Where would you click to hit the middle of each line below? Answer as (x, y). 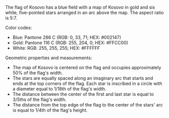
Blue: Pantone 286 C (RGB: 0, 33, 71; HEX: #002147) (67, 37)
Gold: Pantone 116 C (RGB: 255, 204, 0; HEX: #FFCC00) (70, 43)
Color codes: (19, 28)
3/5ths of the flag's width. (39, 99)
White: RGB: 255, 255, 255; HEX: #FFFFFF (56, 48)
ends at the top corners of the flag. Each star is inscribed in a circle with (87, 83)
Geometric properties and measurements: (49, 58)
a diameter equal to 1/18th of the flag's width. (60, 89)
